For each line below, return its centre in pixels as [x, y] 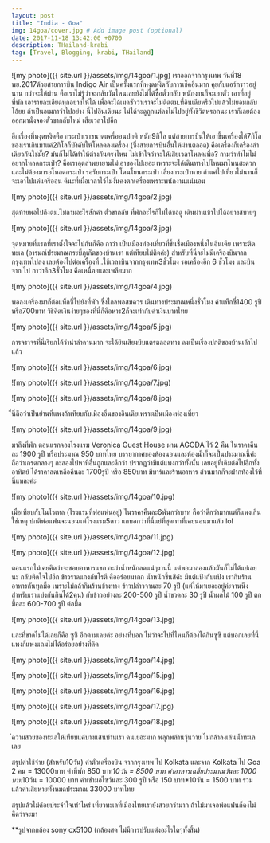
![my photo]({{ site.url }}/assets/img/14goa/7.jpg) [92, 382]
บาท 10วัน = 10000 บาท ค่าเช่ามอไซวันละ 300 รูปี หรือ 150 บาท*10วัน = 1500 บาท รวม [132, 780]
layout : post [33, 16]
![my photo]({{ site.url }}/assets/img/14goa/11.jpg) [93, 537]
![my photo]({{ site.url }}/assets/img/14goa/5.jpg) [92, 327]
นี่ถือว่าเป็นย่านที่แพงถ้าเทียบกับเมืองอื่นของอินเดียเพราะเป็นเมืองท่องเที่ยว [105, 414]
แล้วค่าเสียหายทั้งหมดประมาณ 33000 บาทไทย [73, 789]
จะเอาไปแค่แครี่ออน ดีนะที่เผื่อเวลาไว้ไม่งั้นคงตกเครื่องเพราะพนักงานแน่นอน [109, 181]
